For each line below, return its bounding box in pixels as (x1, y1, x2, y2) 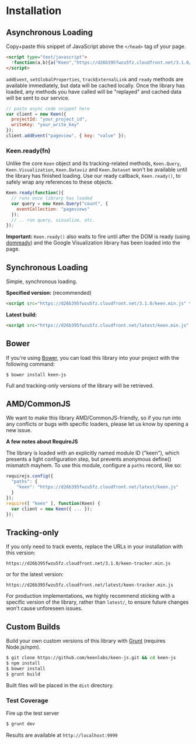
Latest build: (6, 311, 37, 318)
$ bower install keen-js (6, 371, 66, 378)
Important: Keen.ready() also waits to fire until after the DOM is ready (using (6, 233, 190, 240)
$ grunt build (6, 671, 41, 677)
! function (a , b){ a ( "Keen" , (11, 60, 75, 66)
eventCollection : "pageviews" (16, 206, 90, 212)
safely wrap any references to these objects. (6, 178, 114, 185)
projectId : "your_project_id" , (11, 116, 87, 122)
